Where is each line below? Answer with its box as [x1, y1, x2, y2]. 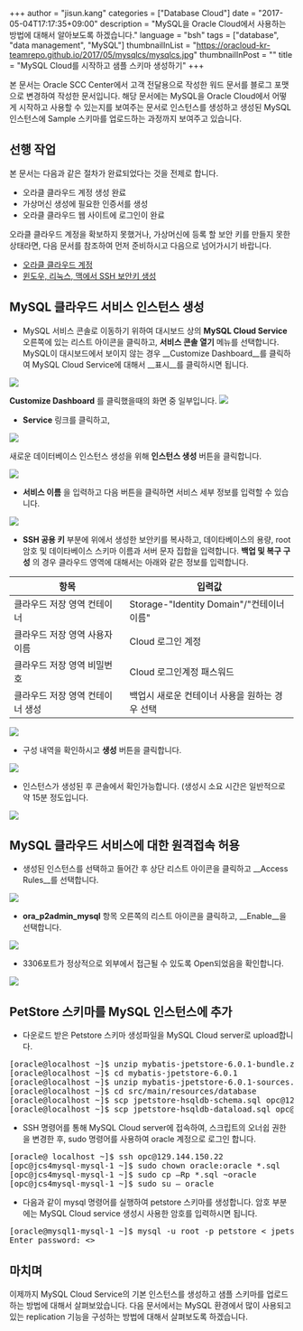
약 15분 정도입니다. [22, 792, 88, 803]
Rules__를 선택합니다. [22, 875, 99, 886]
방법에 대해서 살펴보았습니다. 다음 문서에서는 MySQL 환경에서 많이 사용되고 [25, 1300, 291, 1311]
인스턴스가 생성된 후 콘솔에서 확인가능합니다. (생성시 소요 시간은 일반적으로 [22, 780, 286, 791]
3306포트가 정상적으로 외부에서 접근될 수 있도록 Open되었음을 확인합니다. [22, 958, 284, 969]
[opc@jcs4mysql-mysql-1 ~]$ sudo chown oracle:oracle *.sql [9, 1160, 281, 1171]
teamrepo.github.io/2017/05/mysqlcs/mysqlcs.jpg [9, 50, 194, 60]
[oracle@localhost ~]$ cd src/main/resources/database [9, 1086, 257, 1096]
